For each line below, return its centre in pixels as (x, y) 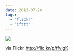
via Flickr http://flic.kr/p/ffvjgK (37, 48)
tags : (11, 15)
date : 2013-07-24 (24, 10)
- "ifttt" (20, 24)
